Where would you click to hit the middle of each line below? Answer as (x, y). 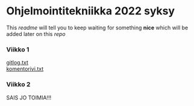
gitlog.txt (17, 63)
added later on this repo (36, 34)
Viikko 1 (18, 49)
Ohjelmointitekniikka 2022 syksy (91, 11)
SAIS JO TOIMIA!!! (29, 98)
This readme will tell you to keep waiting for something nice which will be (97, 28)
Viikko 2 (18, 84)
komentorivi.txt (25, 69)
